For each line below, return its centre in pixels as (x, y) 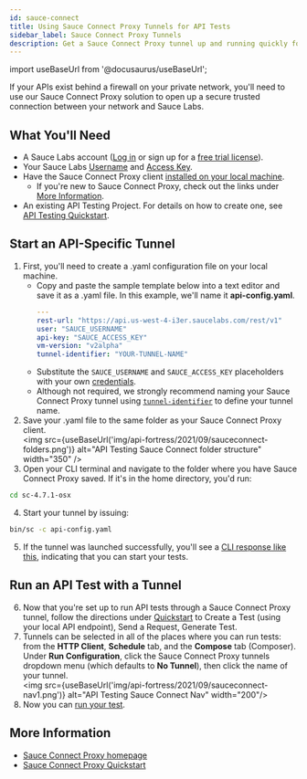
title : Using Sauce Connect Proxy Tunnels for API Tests (120, 26)
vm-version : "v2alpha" (79, 346)
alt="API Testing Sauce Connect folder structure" (169, 449)
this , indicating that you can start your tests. (106, 556)
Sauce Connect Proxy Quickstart (84, 764)
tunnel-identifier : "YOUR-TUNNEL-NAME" (112, 354)
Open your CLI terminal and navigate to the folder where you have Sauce (160, 469)
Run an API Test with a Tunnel (96, 585)
